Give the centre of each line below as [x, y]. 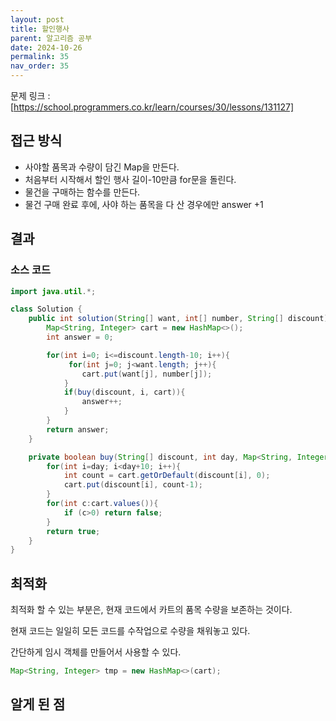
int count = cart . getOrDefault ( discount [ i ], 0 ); [167, 476]
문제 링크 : [30, 95]
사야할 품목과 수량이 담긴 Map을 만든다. [102, 167]
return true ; [73, 531]
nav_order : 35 [40, 66]
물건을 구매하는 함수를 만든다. [82, 192]
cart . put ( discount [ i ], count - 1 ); [133, 485]
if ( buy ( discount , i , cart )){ [124, 392]
